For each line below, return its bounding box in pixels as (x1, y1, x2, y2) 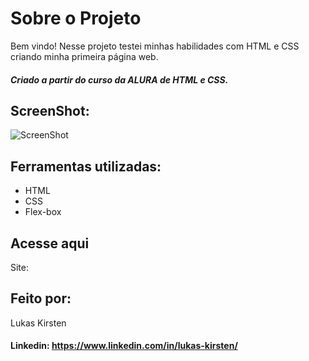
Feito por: (10, 290, 72, 307)
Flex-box (24, 206, 62, 218)
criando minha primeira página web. (10, 50, 159, 62)
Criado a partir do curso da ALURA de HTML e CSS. (10, 73, 229, 86)
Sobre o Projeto (10, 7, 142, 30)
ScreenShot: (10, 102, 90, 119)
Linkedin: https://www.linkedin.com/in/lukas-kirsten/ (10, 340, 238, 352)
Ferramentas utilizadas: (10, 158, 162, 175)
